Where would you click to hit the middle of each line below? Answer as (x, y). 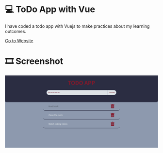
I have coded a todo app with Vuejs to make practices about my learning (77, 26)
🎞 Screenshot (34, 61)
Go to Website (19, 41)
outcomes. (16, 31)
